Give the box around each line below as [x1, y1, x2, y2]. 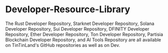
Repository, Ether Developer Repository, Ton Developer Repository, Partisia [5, 31, 163, 37]
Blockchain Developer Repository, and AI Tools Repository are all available [5, 37, 161, 43]
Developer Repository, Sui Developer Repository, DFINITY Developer [5, 25, 150, 32]
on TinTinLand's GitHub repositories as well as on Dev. [5, 42, 121, 48]
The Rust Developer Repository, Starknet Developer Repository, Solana [5, 20, 155, 26]
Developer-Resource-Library [5, 4, 130, 15]
